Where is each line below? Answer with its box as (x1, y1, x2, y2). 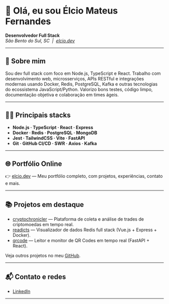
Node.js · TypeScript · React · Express (12, 124, 94, 130)
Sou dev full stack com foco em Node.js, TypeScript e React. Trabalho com (5, 70, 161, 76)
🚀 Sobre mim (5, 57, 46, 65)
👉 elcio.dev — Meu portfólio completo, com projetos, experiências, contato (5, 173, 163, 179)
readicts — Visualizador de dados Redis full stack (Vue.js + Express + (12, 227, 157, 233)
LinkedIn (12, 288, 31, 294)
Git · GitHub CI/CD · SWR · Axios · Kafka (12, 140, 97, 146)
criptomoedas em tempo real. (12, 222, 74, 228)
